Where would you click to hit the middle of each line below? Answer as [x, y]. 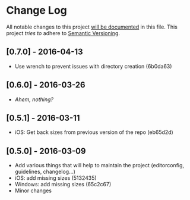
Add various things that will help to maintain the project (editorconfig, [99, 165]
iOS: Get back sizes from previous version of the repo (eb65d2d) [94, 132]
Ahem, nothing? [34, 99]
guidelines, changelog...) [45, 172]
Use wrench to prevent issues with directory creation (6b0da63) [93, 66]
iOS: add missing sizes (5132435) [56, 178]
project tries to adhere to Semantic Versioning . [63, 33]
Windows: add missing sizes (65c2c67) [63, 185]
